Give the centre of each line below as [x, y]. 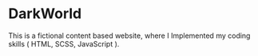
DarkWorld [45, 14]
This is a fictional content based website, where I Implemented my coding [129, 35]
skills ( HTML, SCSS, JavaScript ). [64, 43]
